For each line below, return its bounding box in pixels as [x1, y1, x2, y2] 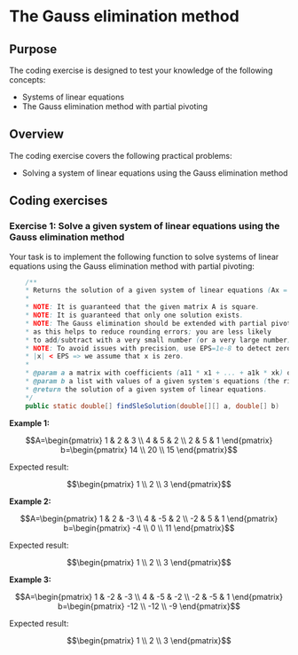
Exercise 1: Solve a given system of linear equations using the [9, 220, 280, 233]
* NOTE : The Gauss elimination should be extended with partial [25, 319, 268, 327]
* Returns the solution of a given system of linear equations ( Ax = [25, 286, 288, 295]
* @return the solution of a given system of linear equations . [25, 384, 268, 394]
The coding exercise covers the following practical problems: [9, 150, 232, 161]
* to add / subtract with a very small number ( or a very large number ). [25, 335, 295, 344]
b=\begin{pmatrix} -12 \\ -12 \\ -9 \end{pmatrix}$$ [57, 601, 241, 612]
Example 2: [9, 495, 51, 507]
